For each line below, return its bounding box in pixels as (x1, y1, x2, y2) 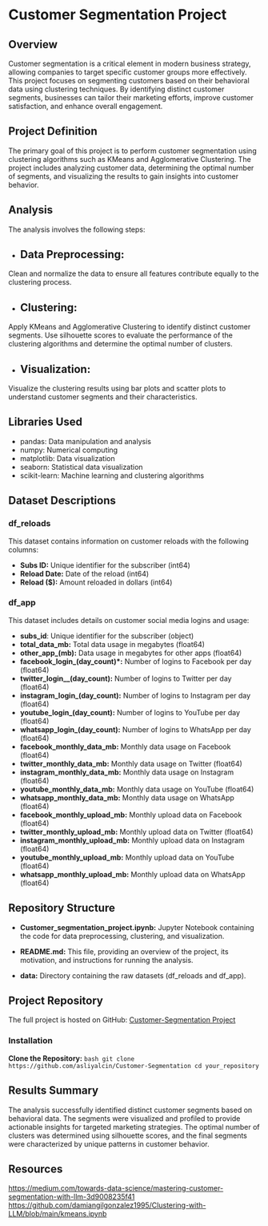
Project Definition (8, 124, 98, 138)
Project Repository (8, 994, 104, 1008)
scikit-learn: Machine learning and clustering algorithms (19, 471, 205, 480)
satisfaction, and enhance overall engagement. (8, 102, 163, 111)
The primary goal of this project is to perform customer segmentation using (8, 146, 258, 156)
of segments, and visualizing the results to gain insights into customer (8, 171, 239, 181)
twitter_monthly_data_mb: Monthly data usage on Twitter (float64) (19, 759, 242, 768)
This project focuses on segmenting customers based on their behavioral (8, 76, 250, 85)
